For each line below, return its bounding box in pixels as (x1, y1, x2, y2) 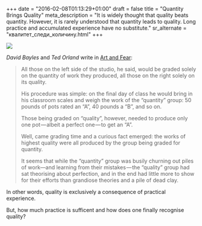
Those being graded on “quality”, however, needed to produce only (21, 115, 188, 121)
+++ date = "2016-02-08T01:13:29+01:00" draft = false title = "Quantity (6, 5, 184, 12)
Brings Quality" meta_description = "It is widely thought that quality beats (6, 11, 189, 19)
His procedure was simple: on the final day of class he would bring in (21, 90, 193, 97)
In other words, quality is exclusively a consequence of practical (6, 189, 166, 195)
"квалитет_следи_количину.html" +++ (6, 31, 103, 38)
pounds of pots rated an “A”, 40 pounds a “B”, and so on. (21, 103, 162, 110)
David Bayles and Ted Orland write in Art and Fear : (6, 54, 133, 61)
